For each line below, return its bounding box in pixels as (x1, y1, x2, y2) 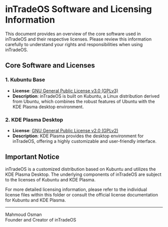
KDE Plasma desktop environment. (12, 104, 84, 110)
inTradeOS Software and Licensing (5, 4, 152, 15)
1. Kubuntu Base (5, 76, 45, 83)
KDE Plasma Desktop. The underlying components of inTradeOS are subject (5, 171, 161, 177)
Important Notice (5, 153, 59, 161)
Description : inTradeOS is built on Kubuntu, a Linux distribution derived (12, 93, 160, 99)
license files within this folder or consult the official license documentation (5, 191, 158, 197)
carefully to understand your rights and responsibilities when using (5, 41, 143, 47)
